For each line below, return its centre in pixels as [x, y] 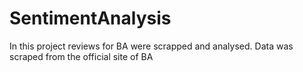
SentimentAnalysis [90, 18]
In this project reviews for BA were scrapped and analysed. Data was [151, 46]
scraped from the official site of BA [81, 56]
